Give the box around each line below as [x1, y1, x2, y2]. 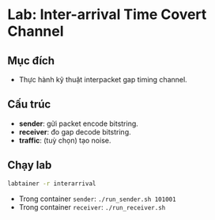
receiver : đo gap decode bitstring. [18, 127, 131, 136]
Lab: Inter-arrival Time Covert [7, 6, 207, 24]
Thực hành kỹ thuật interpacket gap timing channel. [18, 75, 187, 84]
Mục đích [7, 54, 55, 67]
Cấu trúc [7, 97, 51, 112]
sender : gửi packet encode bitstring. [18, 119, 139, 128]
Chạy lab [7, 158, 52, 172]
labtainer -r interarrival [7, 180, 96, 188]
